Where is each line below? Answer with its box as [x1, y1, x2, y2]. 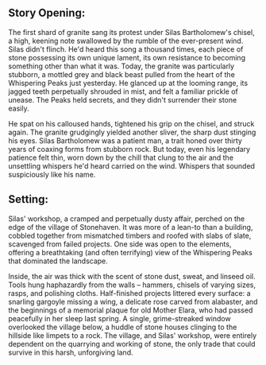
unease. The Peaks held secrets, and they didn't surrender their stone [8, 95, 237, 104]
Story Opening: [8, 6, 86, 20]
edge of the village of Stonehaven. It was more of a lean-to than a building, [8, 222, 253, 231]
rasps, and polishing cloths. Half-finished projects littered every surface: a [8, 288, 252, 297]
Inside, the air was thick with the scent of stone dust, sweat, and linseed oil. [8, 271, 256, 281]
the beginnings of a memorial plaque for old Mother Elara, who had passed [8, 305, 253, 315]
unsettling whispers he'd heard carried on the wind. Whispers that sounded [8, 161, 256, 170]
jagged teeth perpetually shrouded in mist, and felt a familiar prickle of [8, 87, 238, 96]
